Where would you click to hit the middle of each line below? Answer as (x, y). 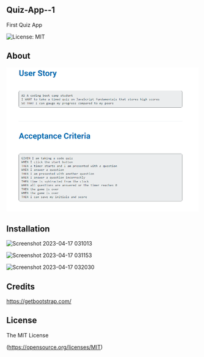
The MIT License (27, 335)
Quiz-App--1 (31, 10)
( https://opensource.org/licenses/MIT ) (55, 347)
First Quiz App (24, 24)
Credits (21, 286)
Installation (28, 229)
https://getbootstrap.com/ (39, 301)
